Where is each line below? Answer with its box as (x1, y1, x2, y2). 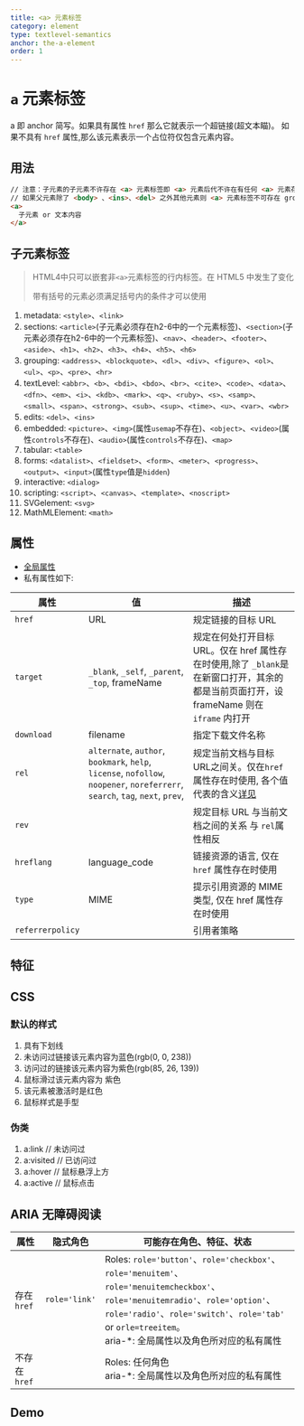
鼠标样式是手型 (23, 1096, 79, 1107)
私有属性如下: (23, 572, 74, 583)
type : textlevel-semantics (10, 30, 112, 39)
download (14, 729, 52, 739)
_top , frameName (88, 676, 162, 689)
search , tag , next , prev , (88, 789, 184, 802)
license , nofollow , (88, 766, 166, 779)
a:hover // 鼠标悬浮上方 (23, 1167, 110, 1177)
